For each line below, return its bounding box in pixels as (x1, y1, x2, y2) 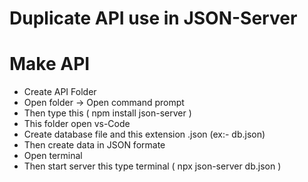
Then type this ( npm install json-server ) (23, 107, 192, 119)
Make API (9, 53, 91, 76)
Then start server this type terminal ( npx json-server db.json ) (23, 160, 282, 172)
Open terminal (23, 150, 83, 162)
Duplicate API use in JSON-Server (9, 7, 298, 30)
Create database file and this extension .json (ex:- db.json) (23, 128, 266, 141)
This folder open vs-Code (23, 118, 131, 130)
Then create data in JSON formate (23, 139, 166, 151)
